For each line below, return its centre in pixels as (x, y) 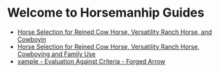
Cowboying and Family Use (56, 54)
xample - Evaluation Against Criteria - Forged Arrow (91, 61)
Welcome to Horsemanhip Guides (106, 13)
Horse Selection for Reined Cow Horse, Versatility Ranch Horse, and (115, 32)
